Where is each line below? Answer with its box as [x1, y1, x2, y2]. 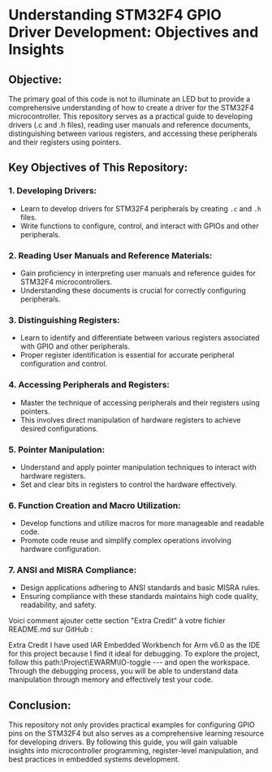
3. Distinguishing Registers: [8, 314, 120, 326]
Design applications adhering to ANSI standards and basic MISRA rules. [19, 583, 261, 592]
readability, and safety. [19, 600, 97, 610]
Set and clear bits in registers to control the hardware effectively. [19, 479, 238, 489]
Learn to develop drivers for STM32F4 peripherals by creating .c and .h [19, 203, 261, 213]
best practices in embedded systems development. [8, 754, 180, 765]
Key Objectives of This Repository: [8, 161, 188, 175]
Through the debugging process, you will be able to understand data [8, 666, 238, 676]
